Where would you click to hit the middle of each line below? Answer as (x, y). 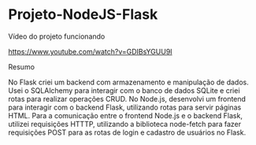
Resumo (22, 67)
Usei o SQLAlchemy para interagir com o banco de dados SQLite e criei (124, 90)
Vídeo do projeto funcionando (57, 36)
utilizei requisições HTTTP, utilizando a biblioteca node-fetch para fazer (125, 124)
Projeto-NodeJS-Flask (83, 15)
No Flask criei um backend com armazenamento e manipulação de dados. (129, 82)
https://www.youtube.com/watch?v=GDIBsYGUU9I (90, 51)
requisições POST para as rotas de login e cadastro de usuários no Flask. (127, 132)
